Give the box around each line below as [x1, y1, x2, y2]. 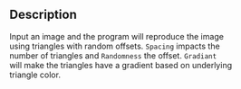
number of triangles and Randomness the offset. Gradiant [9, 49, 217, 61]
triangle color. [9, 69, 62, 80]
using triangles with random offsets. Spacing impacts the [9, 40, 220, 51]
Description [9, 7, 77, 22]
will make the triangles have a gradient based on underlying [9, 59, 233, 70]
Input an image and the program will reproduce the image [9, 31, 225, 41]
